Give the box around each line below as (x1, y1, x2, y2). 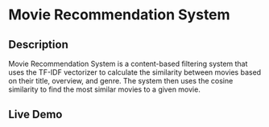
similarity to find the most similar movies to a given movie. (8, 84, 201, 94)
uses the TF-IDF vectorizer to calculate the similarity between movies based (8, 68, 262, 77)
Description (8, 38, 68, 51)
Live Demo (8, 108, 63, 121)
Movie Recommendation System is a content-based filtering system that (8, 59, 248, 68)
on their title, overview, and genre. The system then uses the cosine (8, 76, 234, 85)
